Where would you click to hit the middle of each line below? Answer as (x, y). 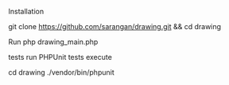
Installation (26, 11)
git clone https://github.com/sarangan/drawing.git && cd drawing (114, 26)
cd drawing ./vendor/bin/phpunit (61, 72)
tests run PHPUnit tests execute (60, 57)
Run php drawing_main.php (53, 42)
